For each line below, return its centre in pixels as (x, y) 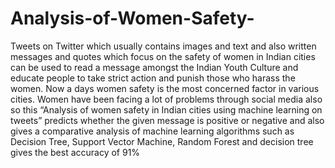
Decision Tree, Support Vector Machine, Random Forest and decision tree (162, 141)
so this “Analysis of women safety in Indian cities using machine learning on (166, 109)
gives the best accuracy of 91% (75, 152)
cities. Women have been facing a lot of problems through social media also (166, 99)
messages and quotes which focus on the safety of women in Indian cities (163, 56)
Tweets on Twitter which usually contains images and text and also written (163, 46)
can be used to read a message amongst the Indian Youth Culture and (154, 67)
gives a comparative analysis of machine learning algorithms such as (152, 131)
